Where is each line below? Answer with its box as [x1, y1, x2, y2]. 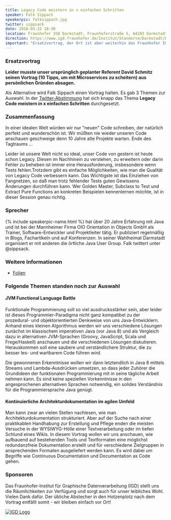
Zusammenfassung [5, 113, 55, 120]
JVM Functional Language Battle [5, 295, 76, 301]
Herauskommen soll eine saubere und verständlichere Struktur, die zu [5, 344, 152, 350]
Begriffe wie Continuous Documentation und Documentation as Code [5, 453, 151, 459]
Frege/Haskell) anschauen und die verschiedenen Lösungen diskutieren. [5, 339, 158, 345]
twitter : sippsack [5, 21, 44, 27]
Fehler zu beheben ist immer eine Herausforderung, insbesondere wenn [5, 161, 156, 168]
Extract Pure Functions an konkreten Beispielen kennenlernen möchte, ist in [5, 189, 164, 195]
